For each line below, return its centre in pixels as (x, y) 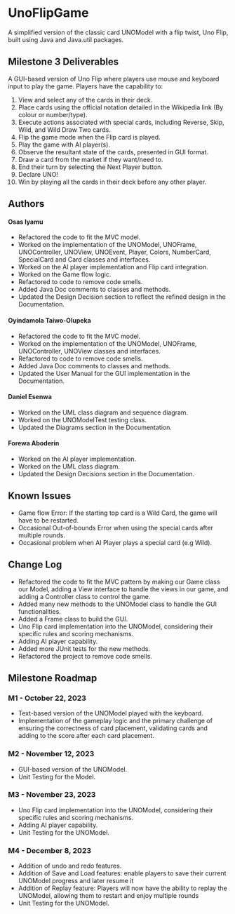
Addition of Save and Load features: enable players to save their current (122, 873)
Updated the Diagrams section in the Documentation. (95, 427)
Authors (26, 204)
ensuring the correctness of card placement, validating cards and (113, 728)
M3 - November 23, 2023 (52, 795)
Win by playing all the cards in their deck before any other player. (112, 182)
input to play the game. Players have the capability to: (86, 86)
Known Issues (40, 496)
